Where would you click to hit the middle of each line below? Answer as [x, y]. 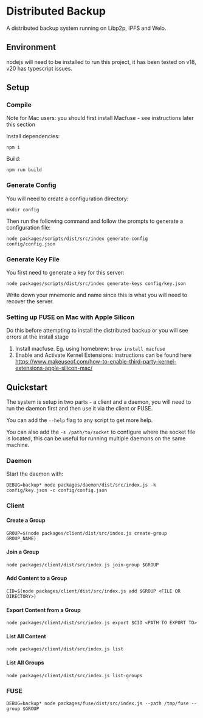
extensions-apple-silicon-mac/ [54, 368]
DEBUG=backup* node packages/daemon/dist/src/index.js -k [81, 485]
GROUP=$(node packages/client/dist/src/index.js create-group [87, 533]
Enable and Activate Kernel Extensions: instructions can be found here [103, 355]
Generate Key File [33, 259]
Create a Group [26, 520]
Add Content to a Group [37, 578]
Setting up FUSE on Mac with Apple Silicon [71, 317]
